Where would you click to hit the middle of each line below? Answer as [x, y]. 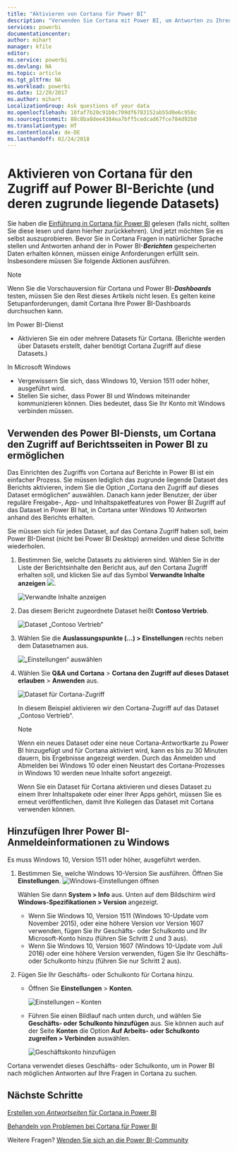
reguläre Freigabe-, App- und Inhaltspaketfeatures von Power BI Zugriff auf [117, 502]
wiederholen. [26, 546]
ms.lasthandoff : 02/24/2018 [49, 139]
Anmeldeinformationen [60, 843]
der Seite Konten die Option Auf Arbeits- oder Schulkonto [114, 1031]
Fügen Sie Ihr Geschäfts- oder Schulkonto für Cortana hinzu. [106, 974]
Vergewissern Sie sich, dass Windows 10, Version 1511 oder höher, [114, 381]
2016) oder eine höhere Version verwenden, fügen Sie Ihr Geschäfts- [128, 953]
